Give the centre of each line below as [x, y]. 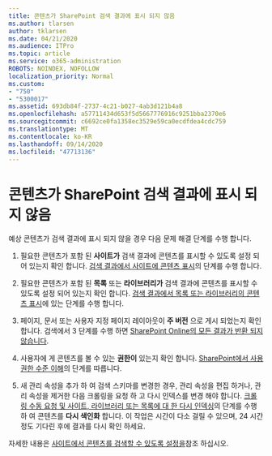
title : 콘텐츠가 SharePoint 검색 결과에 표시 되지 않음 [92, 16]
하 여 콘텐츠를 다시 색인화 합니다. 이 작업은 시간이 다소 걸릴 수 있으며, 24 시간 [142, 416]
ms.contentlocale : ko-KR [50, 136]
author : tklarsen [38, 31]
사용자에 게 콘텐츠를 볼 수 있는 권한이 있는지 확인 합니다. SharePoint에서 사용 [142, 359]
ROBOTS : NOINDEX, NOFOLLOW [54, 69]
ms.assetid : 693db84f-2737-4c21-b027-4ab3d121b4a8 [96, 106]
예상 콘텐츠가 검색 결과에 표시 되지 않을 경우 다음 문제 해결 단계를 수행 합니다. [130, 239]
